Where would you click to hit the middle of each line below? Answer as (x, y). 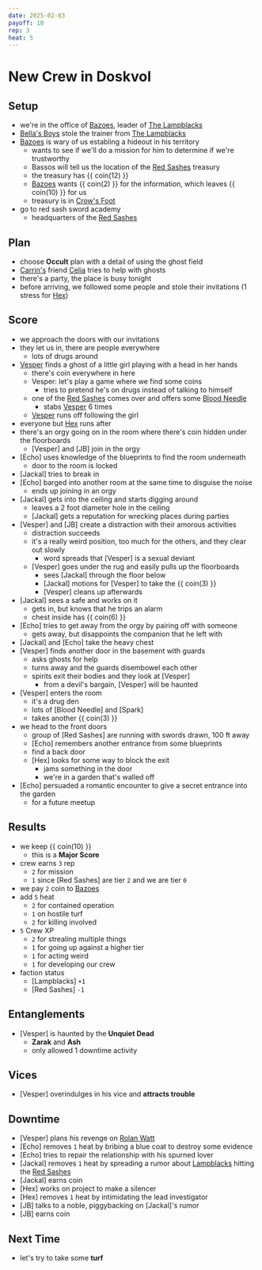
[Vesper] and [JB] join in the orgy (86, 448)
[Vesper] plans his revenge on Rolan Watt (87, 1138)
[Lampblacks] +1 (58, 981)
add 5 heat (37, 897)
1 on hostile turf (57, 913)
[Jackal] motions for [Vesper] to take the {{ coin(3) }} (130, 583)
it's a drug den (55, 701)
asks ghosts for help (65, 659)
